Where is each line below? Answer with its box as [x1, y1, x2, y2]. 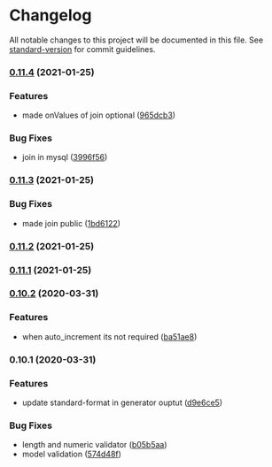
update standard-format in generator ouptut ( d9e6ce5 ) [21, 397, 223, 408]
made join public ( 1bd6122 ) [21, 218, 121, 228]
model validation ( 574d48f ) [21, 448, 122, 460]
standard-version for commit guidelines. [9, 43, 156, 54]
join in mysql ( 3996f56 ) [21, 152, 108, 163]
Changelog [9, 5, 92, 26]
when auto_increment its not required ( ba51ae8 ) [21, 331, 198, 341]
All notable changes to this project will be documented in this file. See [9, 34, 264, 45]
